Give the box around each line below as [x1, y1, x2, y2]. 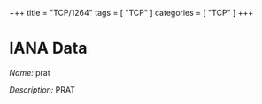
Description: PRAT [9, 84, 76, 95]
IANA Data [9, 39, 88, 58]
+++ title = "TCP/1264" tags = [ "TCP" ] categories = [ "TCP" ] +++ [9, 8, 254, 18]
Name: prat [9, 67, 50, 78]
